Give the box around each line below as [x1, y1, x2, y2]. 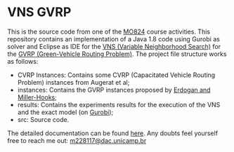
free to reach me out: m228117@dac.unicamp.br [7, 136, 147, 144]
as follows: [7, 57, 39, 65]
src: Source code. [17, 115, 70, 123]
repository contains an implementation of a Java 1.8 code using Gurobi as [7, 34, 220, 43]
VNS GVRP [7, 4, 72, 20]
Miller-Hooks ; [17, 92, 58, 102]
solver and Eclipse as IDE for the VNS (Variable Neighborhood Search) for [7, 42, 221, 50]
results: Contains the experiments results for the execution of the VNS [17, 100, 221, 109]
